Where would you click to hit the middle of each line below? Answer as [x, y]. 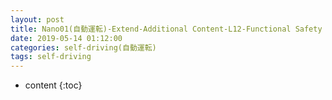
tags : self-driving [51, 57]
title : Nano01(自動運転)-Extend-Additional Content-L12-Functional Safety [166, 29]
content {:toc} [53, 85]
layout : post [37, 19]
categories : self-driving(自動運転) [83, 47]
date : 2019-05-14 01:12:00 [66, 38]
